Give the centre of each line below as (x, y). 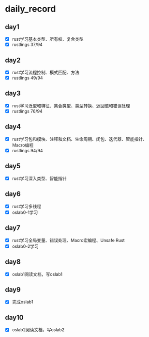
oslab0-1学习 (25, 212)
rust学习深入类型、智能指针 (39, 178)
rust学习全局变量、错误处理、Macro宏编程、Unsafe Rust (68, 240)
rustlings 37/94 (27, 45)
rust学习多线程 (27, 206)
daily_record (30, 9)
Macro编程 (23, 145)
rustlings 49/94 (27, 78)
